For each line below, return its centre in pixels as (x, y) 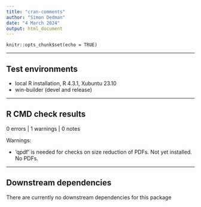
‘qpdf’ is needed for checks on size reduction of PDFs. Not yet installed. (103, 152)
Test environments (42, 69)
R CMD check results (46, 114)
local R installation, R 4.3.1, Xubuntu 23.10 (66, 83)
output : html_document (34, 28)
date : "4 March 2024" (33, 23)
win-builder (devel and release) (54, 90)
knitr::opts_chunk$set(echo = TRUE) (52, 45)
